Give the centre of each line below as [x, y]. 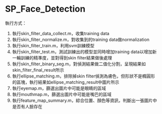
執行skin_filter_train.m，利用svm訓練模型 [53, 45]
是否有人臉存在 [27, 106]
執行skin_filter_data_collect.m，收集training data [61, 33]
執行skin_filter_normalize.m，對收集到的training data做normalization [81, 39]
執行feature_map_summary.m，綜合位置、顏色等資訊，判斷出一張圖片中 [84, 100]
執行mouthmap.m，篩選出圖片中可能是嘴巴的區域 [62, 94]
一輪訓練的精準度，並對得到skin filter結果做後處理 [62, 57]
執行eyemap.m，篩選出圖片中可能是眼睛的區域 [59, 88]
